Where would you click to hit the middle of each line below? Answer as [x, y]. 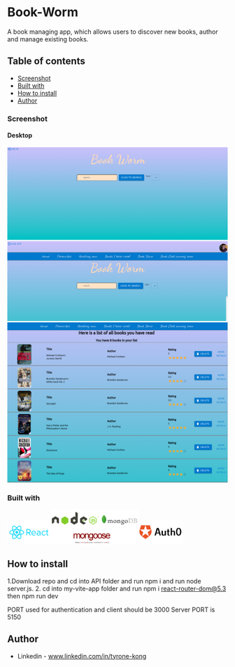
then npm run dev [33, 596]
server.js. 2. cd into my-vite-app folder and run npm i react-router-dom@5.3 [117, 588]
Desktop [20, 136]
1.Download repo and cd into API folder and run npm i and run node [104, 581]
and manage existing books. [48, 39]
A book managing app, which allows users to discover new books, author [113, 32]
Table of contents [46, 61]
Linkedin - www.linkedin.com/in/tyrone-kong [82, 656]
